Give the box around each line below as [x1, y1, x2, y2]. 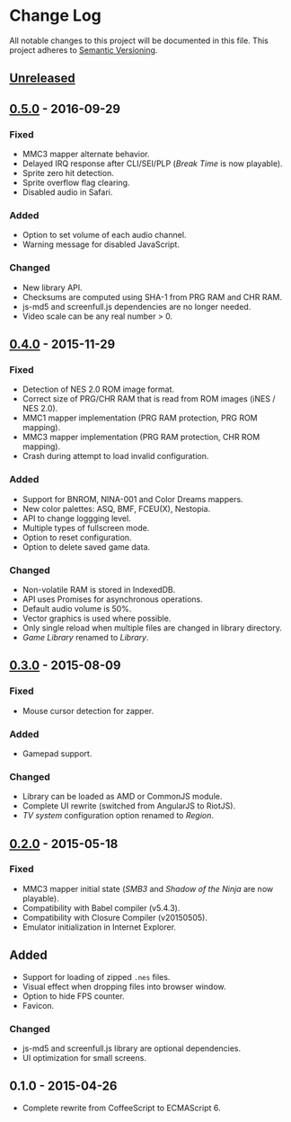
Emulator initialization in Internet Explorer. [22, 922, 177, 932]
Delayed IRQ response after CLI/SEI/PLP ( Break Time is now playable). [22, 158, 283, 169]
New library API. [22, 282, 83, 293]
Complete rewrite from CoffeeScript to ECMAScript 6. [22, 1102, 221, 1113]
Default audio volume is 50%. [22, 603, 132, 614]
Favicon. [22, 1000, 55, 1011]
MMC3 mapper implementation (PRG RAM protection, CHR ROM [22, 432, 260, 443]
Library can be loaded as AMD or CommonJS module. [22, 791, 223, 802]
